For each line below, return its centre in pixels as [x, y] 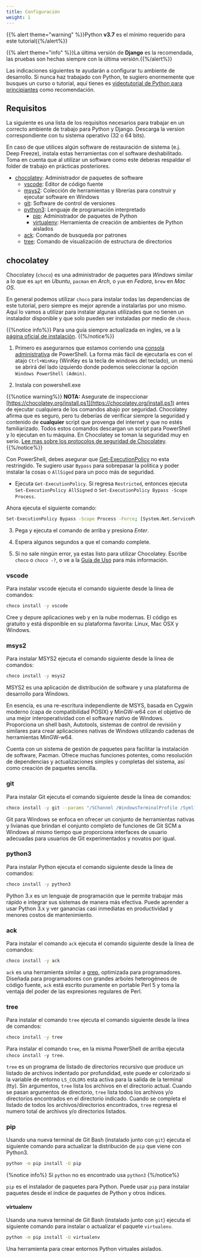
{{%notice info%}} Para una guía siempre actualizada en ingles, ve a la [93, 330]
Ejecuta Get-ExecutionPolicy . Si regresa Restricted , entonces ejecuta [101, 484]
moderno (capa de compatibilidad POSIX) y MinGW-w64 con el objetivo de [99, 712]
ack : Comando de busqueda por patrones [75, 235]
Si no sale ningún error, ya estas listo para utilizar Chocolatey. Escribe [101, 553]
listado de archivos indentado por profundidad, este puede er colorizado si [98, 1073]
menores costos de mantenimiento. [50, 914]
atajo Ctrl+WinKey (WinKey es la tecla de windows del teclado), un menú [104, 361]
